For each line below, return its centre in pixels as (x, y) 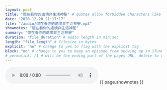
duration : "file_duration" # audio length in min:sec (62, 38)
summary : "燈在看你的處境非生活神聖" (40, 33)
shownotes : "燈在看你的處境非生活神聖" (42, 28)
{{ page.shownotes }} (121, 82)
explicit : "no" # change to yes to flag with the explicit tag (72, 46)
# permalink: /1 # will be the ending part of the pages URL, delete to (82, 56)
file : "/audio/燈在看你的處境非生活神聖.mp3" (48, 23)
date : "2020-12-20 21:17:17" (35, 19)
